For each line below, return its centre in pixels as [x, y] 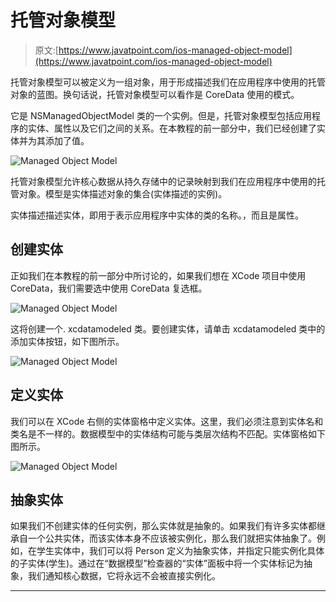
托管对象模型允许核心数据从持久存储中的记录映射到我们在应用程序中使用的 [163, 181]
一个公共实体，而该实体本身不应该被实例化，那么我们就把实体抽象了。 [172, 538]
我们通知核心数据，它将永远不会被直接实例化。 [124, 576]
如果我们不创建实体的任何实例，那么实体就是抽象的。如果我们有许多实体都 [163, 526]
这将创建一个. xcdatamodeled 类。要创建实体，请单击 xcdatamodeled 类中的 [168, 328]
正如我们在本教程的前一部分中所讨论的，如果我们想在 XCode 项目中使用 [158, 275]
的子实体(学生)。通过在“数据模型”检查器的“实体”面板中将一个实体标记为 [157, 563]
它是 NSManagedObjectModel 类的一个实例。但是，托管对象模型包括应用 [161, 115]
